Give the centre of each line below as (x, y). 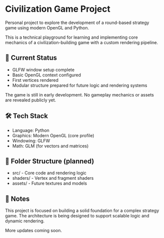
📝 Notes (17, 199)
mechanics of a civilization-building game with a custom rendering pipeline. (82, 42)
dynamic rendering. (25, 221)
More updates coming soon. (34, 231)
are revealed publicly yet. (31, 100)
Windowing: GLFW (31, 141)
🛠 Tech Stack (27, 116)
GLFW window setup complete (43, 70)
